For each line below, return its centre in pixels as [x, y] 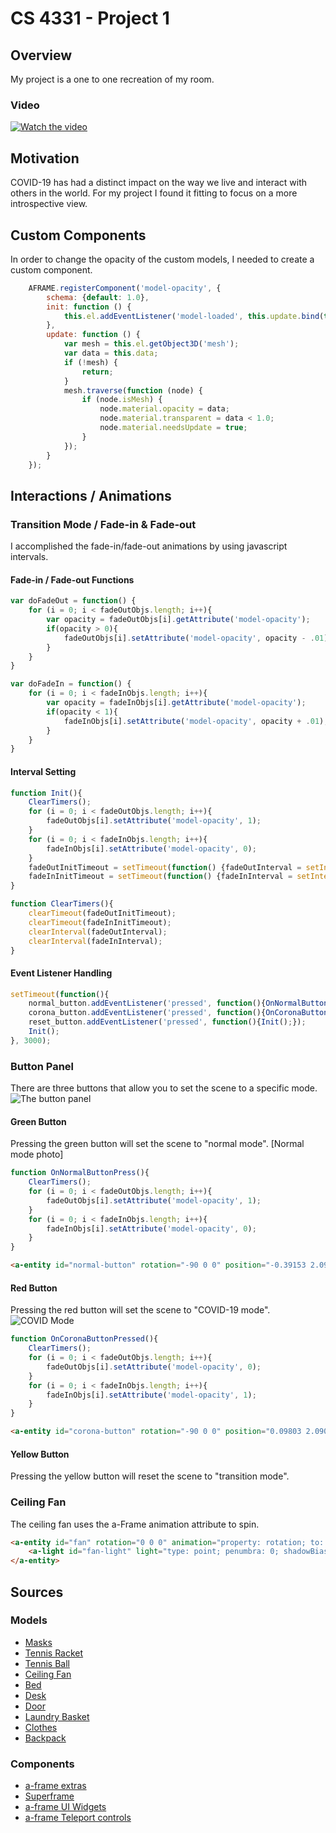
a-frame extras [55, 1786]
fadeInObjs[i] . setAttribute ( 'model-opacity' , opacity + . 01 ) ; [196, 721]
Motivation [45, 158]
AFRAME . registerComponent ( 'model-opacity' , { [125, 288]
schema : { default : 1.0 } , [98, 297]
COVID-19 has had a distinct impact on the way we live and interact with [159, 183]
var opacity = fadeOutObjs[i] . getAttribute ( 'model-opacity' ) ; [178, 620]
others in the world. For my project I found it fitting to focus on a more [154, 193]
